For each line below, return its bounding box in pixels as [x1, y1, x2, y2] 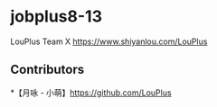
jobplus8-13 [10, 6, 103, 27]
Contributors [10, 62, 85, 77]
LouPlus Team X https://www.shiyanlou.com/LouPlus [10, 36, 208, 47]
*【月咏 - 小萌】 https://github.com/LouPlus [10, 87, 172, 98]
